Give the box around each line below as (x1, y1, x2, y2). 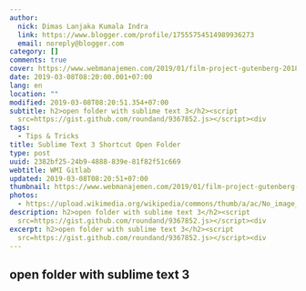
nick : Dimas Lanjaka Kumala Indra (17, 22, 148, 31)
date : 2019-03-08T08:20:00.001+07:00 (9, 73, 153, 82)
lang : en (9, 81, 43, 90)
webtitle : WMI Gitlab (9, 166, 92, 175)
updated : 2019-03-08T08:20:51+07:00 (9, 174, 148, 183)
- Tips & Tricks (17, 132, 79, 141)
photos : (9, 191, 39, 200)
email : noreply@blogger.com (17, 38, 125, 48)
